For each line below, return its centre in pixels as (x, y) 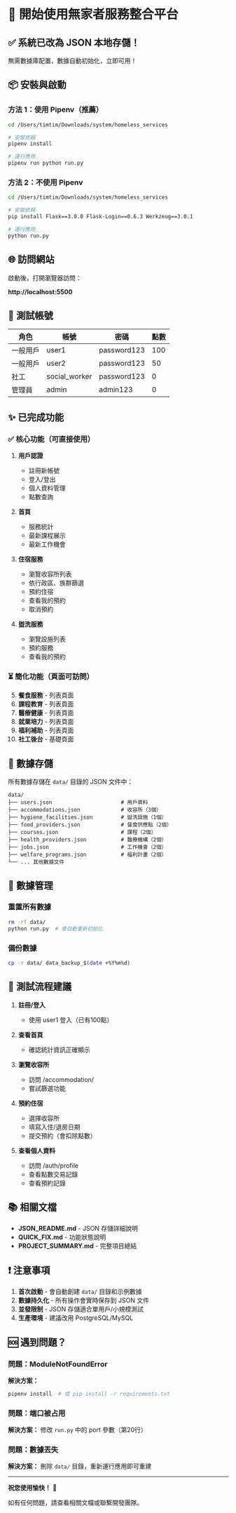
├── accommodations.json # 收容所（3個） (85, 810)
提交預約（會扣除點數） (62, 1135)
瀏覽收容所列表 (50, 574)
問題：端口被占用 (37, 1413)
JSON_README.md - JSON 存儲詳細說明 (78, 1229)
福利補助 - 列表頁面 (46, 730)
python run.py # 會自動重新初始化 (56, 929)
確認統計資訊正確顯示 (59, 1050)
